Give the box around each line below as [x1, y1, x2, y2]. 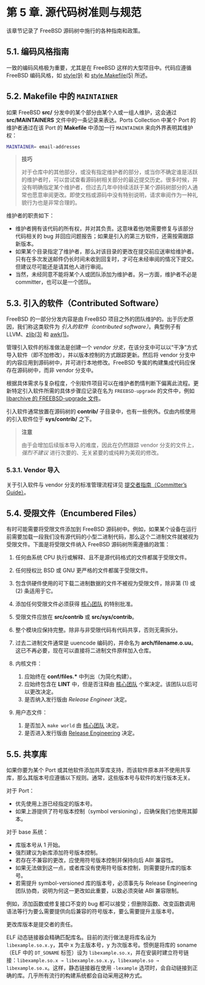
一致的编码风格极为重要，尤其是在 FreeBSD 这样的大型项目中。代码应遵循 [6, 64, 192, 71]
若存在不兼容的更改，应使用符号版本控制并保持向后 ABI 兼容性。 [15, 857, 177, 864]
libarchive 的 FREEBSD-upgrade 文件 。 [6, 395, 104, 402]
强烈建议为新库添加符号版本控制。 [15, 849, 101, 856]
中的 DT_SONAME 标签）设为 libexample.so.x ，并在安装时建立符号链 [22, 949, 189, 956]
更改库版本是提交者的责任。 [6, 921, 76, 928]
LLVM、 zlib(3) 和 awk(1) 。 [6, 331, 72, 338]
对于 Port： [6, 787, 35, 794]
